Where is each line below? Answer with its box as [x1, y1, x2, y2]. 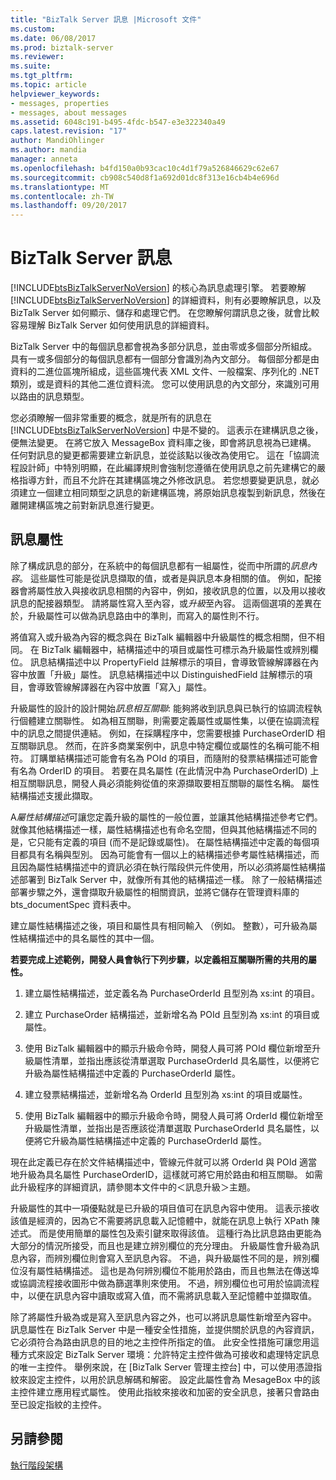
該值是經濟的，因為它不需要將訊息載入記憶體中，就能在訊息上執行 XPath [10, 1214, 310, 1226]
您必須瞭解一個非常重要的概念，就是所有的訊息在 [10, 412, 212, 424]
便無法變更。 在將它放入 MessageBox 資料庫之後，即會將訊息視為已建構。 [10, 437, 317, 449]
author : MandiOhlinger [10, 136, 105, 146]
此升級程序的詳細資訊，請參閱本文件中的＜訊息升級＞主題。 [10, 1181, 256, 1193]
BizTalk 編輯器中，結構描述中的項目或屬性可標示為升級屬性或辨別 [41, 643, 310, 655]
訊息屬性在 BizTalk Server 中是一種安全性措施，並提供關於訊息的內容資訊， [10, 1323, 320, 1335]
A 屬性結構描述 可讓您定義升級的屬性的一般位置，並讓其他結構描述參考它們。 [10, 811, 323, 823]
